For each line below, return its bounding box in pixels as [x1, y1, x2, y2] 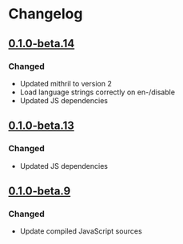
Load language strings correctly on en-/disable [19, 87, 176, 97]
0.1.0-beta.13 [8, 119, 74, 133]
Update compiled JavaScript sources [19, 226, 142, 236]
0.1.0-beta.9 [8, 184, 71, 198]
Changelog [8, 5, 83, 23]
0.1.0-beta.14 [8, 37, 75, 50]
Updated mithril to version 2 [19, 78, 112, 88]
